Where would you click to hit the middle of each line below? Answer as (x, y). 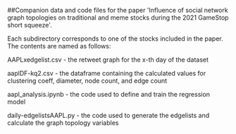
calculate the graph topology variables (63, 123)
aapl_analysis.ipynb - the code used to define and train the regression (108, 94)
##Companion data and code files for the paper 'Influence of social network (118, 10)
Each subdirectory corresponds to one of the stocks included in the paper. (115, 39)
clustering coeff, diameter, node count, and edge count (87, 81)
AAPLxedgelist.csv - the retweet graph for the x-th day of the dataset (108, 60)
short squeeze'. (30, 25)
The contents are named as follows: (59, 46)
